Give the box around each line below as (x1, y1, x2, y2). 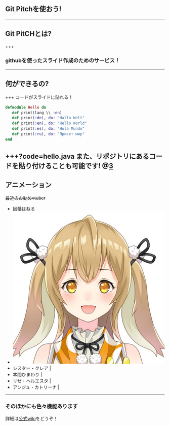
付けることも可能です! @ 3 (31, 162, 113, 170)
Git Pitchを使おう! (5, 5, 62, 14)
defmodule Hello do (5, 104, 47, 110)
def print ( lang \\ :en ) (12, 110, 62, 115)
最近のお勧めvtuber (5, 195, 46, 201)
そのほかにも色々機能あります (5, 403, 78, 410)
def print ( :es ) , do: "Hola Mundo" (12, 126, 85, 131)
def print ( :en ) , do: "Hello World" (12, 121, 87, 126)
